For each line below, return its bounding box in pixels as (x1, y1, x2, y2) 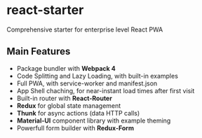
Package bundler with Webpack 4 (16, 64, 116, 72)
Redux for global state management (16, 101, 121, 110)
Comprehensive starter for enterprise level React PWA (6, 25, 163, 34)
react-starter (6, 2, 84, 18)
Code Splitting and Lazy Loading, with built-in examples (16, 71, 178, 80)
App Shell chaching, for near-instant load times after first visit (16, 86, 195, 95)
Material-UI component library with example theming (16, 116, 171, 125)
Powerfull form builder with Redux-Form (16, 123, 135, 132)
